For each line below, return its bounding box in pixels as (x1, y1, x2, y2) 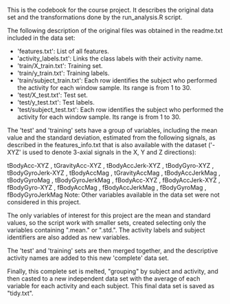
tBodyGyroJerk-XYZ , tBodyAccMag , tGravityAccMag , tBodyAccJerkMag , (7, 169, 221, 177)
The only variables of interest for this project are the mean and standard (7, 211, 211, 219)
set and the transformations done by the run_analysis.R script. (7, 13, 183, 21)
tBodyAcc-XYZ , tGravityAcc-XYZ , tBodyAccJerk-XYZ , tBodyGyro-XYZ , (7, 162, 214, 169)
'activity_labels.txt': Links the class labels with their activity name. (16, 54, 203, 63)
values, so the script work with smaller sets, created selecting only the (7, 219, 207, 226)
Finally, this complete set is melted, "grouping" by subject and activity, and (7, 268, 218, 275)
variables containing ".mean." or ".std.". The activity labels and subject (7, 226, 205, 234)
